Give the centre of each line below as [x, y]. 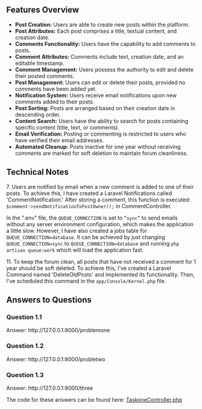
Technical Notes [38, 172]
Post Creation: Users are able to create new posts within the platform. [102, 24]
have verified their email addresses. [59, 140]
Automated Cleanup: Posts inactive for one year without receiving [98, 146]
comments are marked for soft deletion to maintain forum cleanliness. [101, 153]
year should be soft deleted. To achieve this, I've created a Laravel [89, 268]
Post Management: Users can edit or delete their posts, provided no [100, 82]
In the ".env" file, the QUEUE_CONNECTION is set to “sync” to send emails [92, 218]
